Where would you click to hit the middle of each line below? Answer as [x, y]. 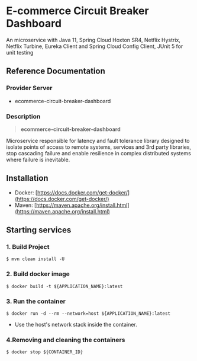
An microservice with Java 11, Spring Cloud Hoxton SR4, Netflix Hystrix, [93, 40]
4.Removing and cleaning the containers [66, 340]
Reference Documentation [56, 71]
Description [23, 116]
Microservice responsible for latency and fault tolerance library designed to [98, 140]
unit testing [20, 52]
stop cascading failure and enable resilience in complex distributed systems [98, 153]
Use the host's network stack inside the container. [76, 325]
